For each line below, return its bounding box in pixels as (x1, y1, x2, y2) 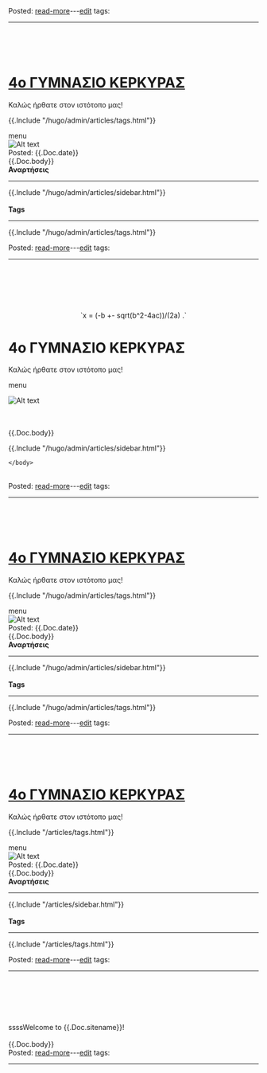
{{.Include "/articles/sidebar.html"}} (8, 899, 125, 909)
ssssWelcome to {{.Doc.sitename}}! (8, 1023, 125, 1032)
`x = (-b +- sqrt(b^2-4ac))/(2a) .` (80, 310, 187, 320)
